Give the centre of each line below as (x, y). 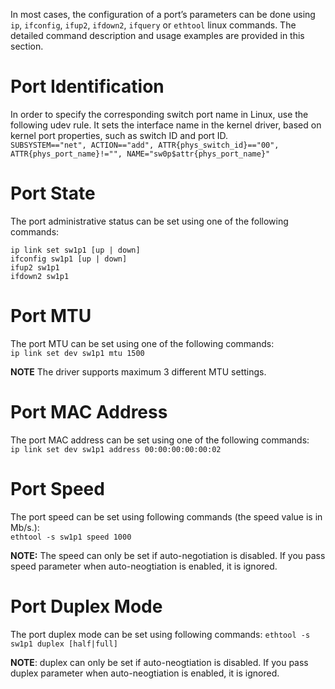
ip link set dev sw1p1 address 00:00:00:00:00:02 (116, 449)
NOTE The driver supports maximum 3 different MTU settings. (138, 371)
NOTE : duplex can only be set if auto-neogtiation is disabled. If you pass (159, 662)
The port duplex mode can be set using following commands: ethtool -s (160, 634)
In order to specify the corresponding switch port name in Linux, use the (159, 114)
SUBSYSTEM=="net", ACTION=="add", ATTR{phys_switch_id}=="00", (145, 145)
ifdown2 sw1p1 (40, 276)
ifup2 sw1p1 (35, 267)
